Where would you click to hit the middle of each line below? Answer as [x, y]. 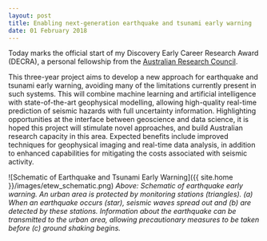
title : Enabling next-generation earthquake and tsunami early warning [130, 23]
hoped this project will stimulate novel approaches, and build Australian [126, 128]
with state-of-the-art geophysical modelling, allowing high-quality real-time [133, 103]
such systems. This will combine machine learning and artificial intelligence [132, 94]
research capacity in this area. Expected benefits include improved [118, 136]
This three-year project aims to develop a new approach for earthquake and [133, 77]
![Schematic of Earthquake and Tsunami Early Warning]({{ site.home [121, 177]
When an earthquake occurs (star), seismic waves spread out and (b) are [130, 203]
